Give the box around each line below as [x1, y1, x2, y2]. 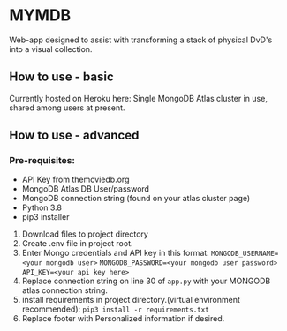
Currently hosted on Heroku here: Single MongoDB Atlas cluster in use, [9, 93, 268, 103]
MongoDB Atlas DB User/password [21, 184, 150, 194]
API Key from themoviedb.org [21, 174, 130, 185]
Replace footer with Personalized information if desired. [21, 313, 225, 324]
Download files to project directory [21, 229, 148, 239]
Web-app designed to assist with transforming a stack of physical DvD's [9, 34, 273, 45]
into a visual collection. [9, 43, 93, 54]
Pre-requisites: [9, 154, 75, 167]
